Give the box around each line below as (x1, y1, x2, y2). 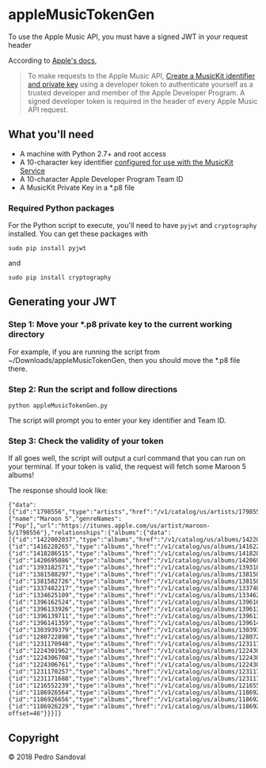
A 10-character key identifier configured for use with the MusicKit (19, 157, 234, 167)
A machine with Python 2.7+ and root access (19, 149, 166, 158)
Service (19, 165, 45, 176)
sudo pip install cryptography (8, 274, 112, 282)
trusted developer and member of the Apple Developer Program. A (27, 87, 245, 97)
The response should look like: (8, 486, 108, 496)
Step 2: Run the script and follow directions (8, 384, 178, 395)
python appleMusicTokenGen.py (8, 402, 108, 410)
